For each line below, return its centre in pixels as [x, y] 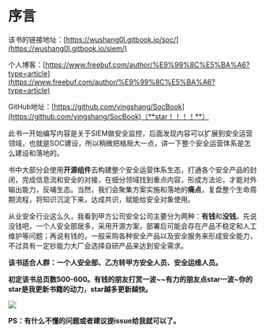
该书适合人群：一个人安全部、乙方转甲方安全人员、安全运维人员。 [115, 262]
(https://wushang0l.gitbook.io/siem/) [68, 48]
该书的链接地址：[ [37, 39]
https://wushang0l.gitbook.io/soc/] [122, 39]
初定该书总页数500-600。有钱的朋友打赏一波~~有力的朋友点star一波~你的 [131, 279]
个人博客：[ [27, 65]
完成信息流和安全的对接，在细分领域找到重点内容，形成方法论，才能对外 [139, 179]
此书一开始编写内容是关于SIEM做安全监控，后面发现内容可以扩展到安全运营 [131, 133]
